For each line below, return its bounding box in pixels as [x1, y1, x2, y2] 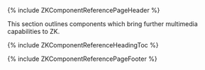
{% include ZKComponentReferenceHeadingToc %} [7, 41, 159, 49]
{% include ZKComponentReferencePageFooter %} [7, 54, 157, 63]
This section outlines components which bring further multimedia [7, 20, 199, 28]
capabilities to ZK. [7, 28, 60, 35]
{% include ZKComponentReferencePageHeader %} [7, 6, 160, 14]
